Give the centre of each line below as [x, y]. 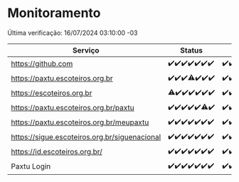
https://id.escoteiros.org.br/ [57, 152]
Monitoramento [54, 13]
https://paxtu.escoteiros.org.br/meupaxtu [80, 122]
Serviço [86, 50]
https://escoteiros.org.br [52, 93]
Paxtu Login [31, 166]
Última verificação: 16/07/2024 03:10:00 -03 [73, 33]
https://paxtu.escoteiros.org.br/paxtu [73, 108]
